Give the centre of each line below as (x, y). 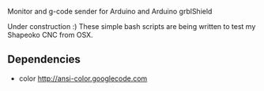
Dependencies (44, 59)
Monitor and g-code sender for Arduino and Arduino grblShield (110, 11)
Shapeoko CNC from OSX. (50, 35)
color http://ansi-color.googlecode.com (83, 78)
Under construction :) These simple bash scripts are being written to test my (132, 26)
